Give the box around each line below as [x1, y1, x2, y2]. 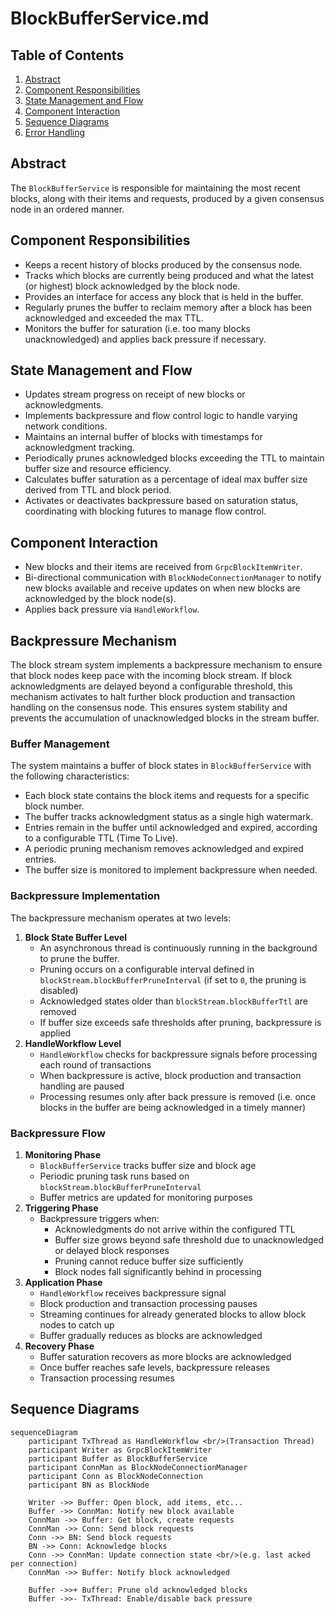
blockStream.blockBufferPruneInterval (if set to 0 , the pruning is [39, 973, 307, 986]
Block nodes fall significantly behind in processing [54, 1265, 262, 1277]
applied [39, 1027, 72, 1039]
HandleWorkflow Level [24, 1037, 122, 1049]
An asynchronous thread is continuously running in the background [39, 942, 318, 954]
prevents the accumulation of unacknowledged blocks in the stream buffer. [10, 712, 320, 724]
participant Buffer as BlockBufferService [28, 1453, 208, 1464]
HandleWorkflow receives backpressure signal [39, 1287, 227, 1299]
